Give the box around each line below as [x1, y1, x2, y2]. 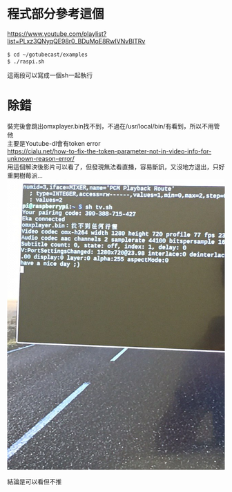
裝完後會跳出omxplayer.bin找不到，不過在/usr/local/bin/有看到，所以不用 [7, 122, 214, 130]
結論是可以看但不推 [7, 477, 62, 486]
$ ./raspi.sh [7, 58, 45, 65]
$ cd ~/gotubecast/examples [7, 51, 88, 58]
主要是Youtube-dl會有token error [7, 139, 101, 147]
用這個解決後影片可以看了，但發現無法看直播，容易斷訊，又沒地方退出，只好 [7, 162, 225, 171]
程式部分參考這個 [7, 6, 105, 22]
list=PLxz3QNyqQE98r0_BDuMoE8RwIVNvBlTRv [7, 37, 146, 45]
